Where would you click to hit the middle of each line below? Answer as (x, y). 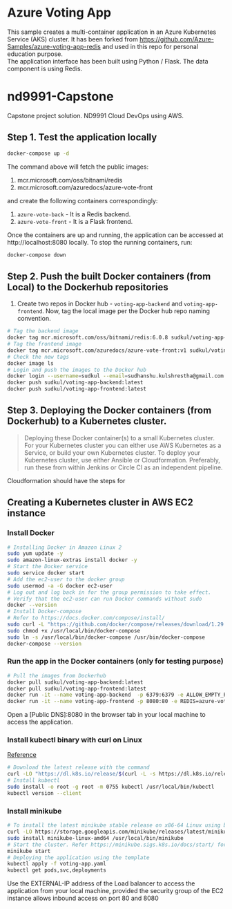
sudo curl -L (26, 624)
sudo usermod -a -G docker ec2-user (60, 585)
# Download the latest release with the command (78, 768)
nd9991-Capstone (60, 96)
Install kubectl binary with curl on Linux (75, 740)
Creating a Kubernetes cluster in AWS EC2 (100, 503)
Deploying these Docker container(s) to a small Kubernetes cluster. (119, 438)
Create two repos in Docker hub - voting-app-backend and (100, 304)
